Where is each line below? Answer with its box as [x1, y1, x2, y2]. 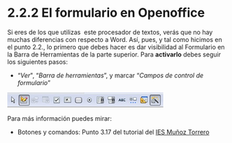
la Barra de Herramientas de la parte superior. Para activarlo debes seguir [7, 50, 222, 59]
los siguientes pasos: [7, 57, 68, 66]
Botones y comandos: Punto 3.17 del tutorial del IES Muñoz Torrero [17, 128, 210, 136]
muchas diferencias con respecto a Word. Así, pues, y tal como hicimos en [7, 35, 222, 43]
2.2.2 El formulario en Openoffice [7, 5, 205, 21]
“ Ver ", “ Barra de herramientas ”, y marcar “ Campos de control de [17, 71, 204, 80]
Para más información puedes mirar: [7, 114, 112, 123]
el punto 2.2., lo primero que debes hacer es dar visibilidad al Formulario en [7, 43, 225, 51]
